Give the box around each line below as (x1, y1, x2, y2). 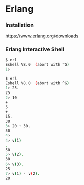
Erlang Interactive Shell (5, 45, 65, 53)
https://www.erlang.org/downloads (5, 33, 79, 39)
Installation (5, 21, 34, 29)
